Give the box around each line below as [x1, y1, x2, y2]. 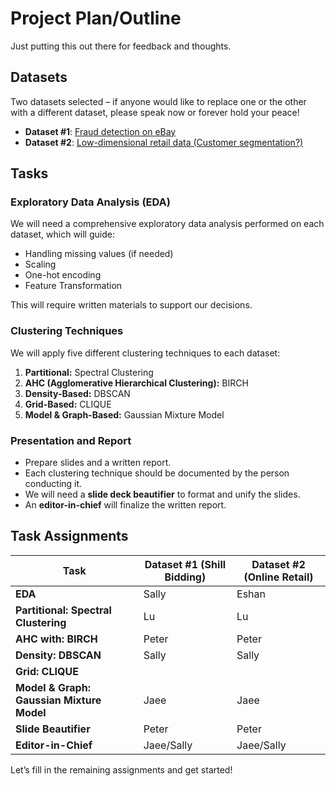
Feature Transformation [24, 280, 123, 292]
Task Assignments [10, 528, 129, 545]
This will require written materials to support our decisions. [10, 299, 253, 311]
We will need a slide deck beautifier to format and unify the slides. [24, 488, 301, 501]
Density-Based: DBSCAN [24, 387, 131, 399]
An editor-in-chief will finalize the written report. [24, 499, 227, 511]
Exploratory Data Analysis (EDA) [10, 195, 171, 209]
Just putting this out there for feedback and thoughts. [10, 40, 232, 52]
